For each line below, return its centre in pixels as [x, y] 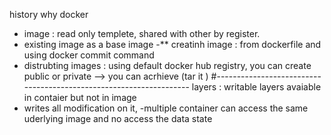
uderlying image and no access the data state [118, 118]
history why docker [49, 14]
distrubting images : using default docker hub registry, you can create [167, 65]
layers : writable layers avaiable [256, 87]
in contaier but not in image [80, 97]
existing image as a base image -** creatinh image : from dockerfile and [172, 44]
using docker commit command [89, 55]
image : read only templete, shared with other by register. [142, 33]
